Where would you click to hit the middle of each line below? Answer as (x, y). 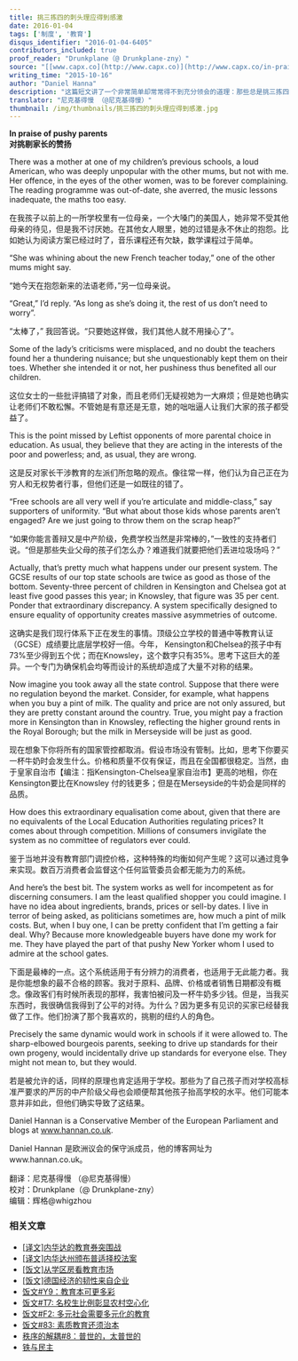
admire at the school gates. (59, 954)
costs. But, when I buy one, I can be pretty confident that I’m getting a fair (144, 926)
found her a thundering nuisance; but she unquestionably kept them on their (149, 358)
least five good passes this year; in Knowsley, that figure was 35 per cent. (144, 596)
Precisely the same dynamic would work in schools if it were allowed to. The (149, 1034)
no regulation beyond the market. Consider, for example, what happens (139, 694)
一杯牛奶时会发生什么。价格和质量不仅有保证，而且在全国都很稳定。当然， (145, 761)
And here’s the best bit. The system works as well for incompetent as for (141, 887)
